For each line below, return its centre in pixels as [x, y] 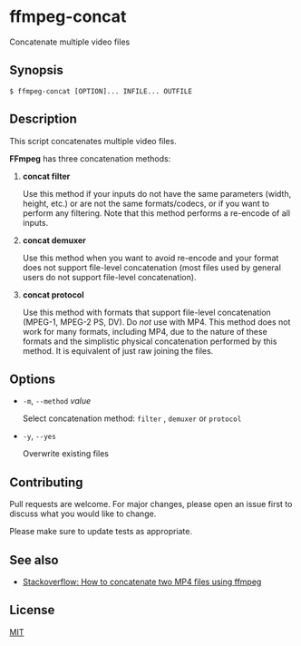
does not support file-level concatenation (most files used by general [151, 267]
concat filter [46, 176]
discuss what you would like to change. [83, 514]
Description [43, 119]
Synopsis [36, 70]
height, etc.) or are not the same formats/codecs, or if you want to [146, 203]
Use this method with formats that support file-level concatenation [147, 312]
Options [33, 379]
